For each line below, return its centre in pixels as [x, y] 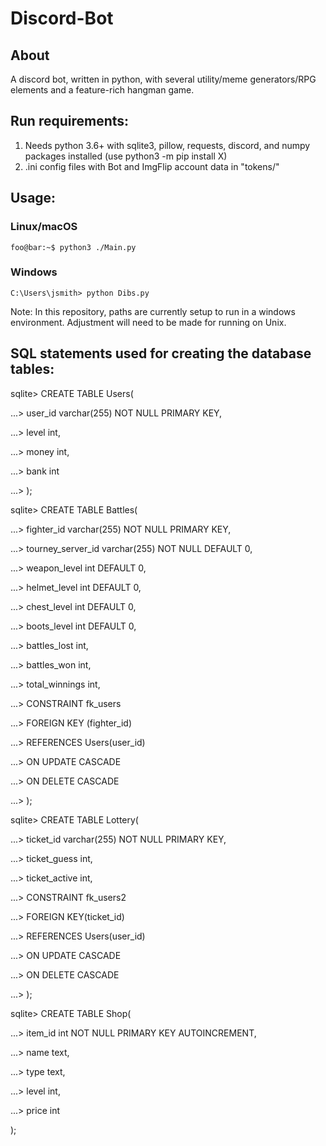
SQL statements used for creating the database [161, 353]
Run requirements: [70, 121]
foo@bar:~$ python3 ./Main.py [73, 247]
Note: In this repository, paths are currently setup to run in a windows [153, 311]
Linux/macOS [44, 227]
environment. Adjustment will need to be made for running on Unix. [148, 322]
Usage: [33, 198]
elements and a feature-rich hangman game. [102, 90]
